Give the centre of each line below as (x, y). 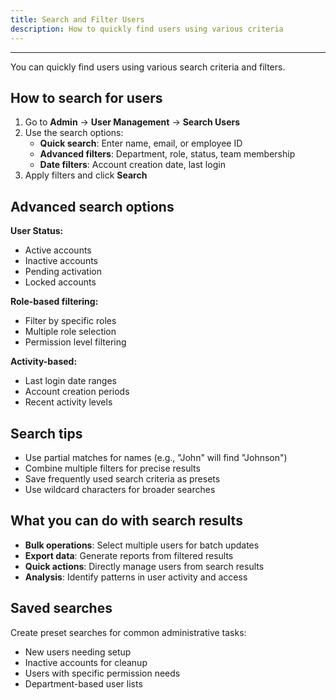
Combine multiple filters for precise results (112, 468)
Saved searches (61, 608)
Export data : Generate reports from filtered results (129, 555)
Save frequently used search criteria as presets (122, 478)
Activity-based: (44, 362)
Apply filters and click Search (86, 175)
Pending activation (63, 272)
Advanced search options (92, 206)
